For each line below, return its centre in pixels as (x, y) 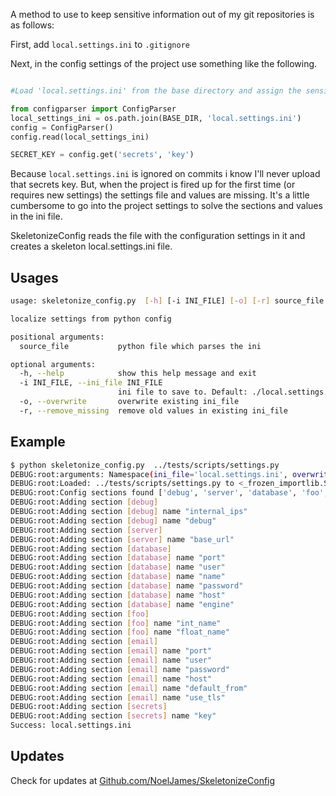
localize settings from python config (91, 319)
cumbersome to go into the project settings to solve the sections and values (166, 206)
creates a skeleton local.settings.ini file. (91, 246)
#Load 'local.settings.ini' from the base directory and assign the (156, 91)
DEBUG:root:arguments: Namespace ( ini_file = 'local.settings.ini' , (149, 474)
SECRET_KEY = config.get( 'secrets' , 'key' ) (102, 155)
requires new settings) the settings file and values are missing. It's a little (160, 195)
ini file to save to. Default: (182, 392)
